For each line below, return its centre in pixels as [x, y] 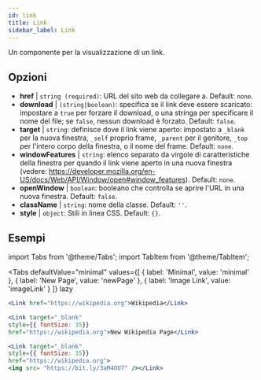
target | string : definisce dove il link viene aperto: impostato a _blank [132, 130]
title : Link [28, 23]
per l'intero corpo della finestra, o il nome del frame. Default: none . [127, 146]
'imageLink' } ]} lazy [40, 289]
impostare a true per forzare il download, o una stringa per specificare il [136, 113]
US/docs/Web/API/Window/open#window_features [103, 180]
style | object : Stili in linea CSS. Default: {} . [90, 213]
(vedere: [33, 172]
